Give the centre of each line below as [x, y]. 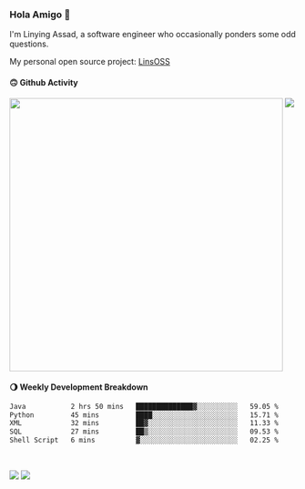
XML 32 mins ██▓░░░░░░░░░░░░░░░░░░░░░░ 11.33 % [144, 423]
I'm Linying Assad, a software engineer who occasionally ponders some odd [152, 35]
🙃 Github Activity [44, 82]
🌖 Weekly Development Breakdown [79, 387]
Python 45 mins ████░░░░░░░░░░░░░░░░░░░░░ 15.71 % [144, 415]
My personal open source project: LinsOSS [90, 62]
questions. [29, 44]
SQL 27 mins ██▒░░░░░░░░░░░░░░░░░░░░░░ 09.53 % [144, 432]
